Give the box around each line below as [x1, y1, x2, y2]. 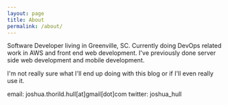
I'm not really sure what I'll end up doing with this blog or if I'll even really [7, 69, 214, 78]
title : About [7, 16, 45, 23]
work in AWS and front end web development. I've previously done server [7, 49, 216, 57]
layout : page [7, 10, 45, 17]
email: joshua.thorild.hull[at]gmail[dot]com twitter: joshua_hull [7, 90, 182, 98]
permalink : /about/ [7, 23, 63, 30]
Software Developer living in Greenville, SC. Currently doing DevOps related [7, 42, 222, 50]
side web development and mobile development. [7, 56, 145, 65]
